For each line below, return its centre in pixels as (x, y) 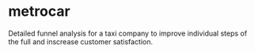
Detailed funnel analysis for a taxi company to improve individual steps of (128, 33)
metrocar (39, 11)
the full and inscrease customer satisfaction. (80, 41)
